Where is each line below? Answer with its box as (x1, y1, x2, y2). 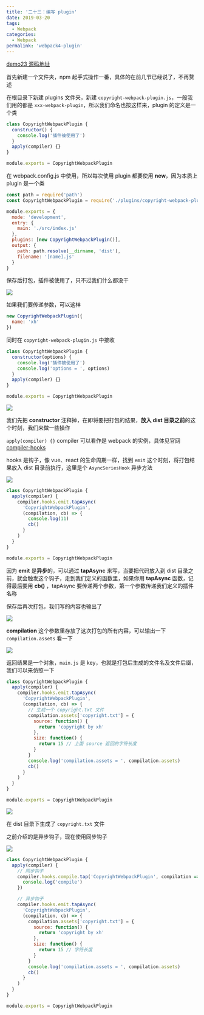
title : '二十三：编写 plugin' (6, 9, 77, 15)
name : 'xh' (12, 319, 39, 325)
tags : (6, 20, 20, 26)
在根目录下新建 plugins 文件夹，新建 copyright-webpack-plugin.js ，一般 (6, 94, 188, 101)
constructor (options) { (12, 354, 72, 360)
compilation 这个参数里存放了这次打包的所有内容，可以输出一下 (6, 627, 166, 634)
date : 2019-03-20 (6, 15, 50, 21)
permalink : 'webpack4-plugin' (6, 43, 83, 49)
